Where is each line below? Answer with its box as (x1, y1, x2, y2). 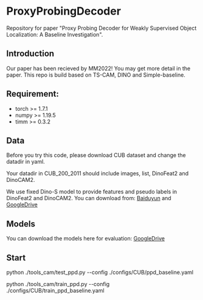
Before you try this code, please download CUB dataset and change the (6, 152, 187, 159)
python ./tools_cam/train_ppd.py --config (6, 281, 110, 287)
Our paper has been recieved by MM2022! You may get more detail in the (6, 65, 191, 72)
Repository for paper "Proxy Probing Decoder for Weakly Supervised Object (6, 24, 197, 32)
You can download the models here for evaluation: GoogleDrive (6, 235, 165, 242)
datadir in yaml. (6, 158, 46, 166)
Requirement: (6, 89, 60, 99)
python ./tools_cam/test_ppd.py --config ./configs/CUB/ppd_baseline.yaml (6, 269, 193, 276)
